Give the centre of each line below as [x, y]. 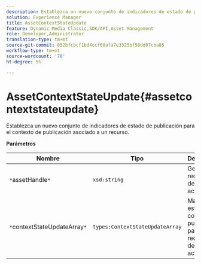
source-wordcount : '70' [36, 56]
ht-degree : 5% [24, 62]
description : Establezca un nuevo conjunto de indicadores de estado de [99, 12]
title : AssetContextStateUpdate [46, 23]
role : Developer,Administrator [45, 34]
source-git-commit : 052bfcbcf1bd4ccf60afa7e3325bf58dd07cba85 [85, 45]
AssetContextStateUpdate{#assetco [99, 97]
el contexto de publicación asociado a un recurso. [68, 132]
